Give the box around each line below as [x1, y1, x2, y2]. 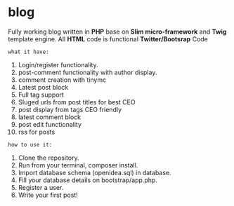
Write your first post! [18, 191, 78, 199]
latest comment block [18, 113, 82, 121]
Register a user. [18, 183, 64, 191]
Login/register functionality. [18, 60, 98, 69]
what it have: [8, 48, 50, 55]
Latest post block [18, 83, 69, 91]
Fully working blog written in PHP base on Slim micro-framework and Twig [8, 27, 227, 36]
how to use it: [8, 141, 53, 148]
